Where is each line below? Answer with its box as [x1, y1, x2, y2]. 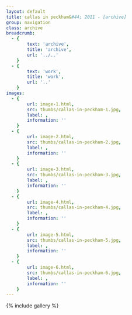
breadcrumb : [6, 30, 35, 36]
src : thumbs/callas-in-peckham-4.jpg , [27, 204, 121, 211]
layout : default [6, 8, 46, 15]
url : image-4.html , [27, 199, 75, 205]
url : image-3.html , [27, 166, 75, 173]
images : [6, 90, 25, 96]
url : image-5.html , [27, 232, 75, 238]
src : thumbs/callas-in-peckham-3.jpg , [27, 172, 121, 178]
